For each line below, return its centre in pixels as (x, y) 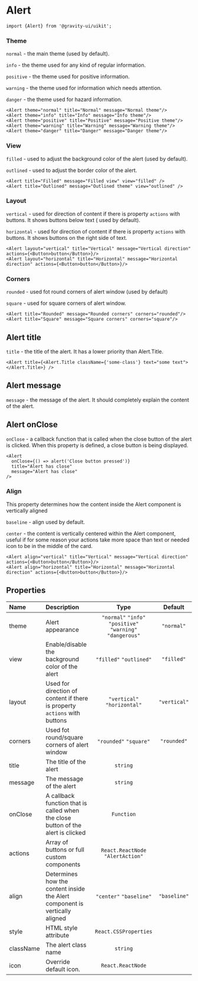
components (63, 864)
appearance (62, 630)
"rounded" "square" (123, 741)
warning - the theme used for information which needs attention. (84, 88)
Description (62, 607)
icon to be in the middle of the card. (49, 546)
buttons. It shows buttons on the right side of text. (67, 237)
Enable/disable (66, 644)
